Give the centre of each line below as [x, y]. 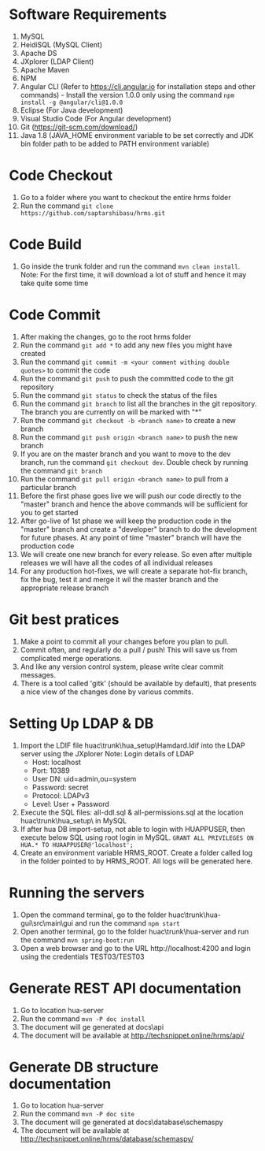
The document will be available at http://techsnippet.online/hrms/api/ [132, 1035]
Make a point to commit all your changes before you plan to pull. [124, 641]
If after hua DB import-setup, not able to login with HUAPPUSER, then [133, 829]
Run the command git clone [67, 206]
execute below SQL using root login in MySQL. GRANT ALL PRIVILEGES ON [137, 837]
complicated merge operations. [71, 658]
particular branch [48, 487]
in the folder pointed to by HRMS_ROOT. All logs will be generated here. [136, 861]
